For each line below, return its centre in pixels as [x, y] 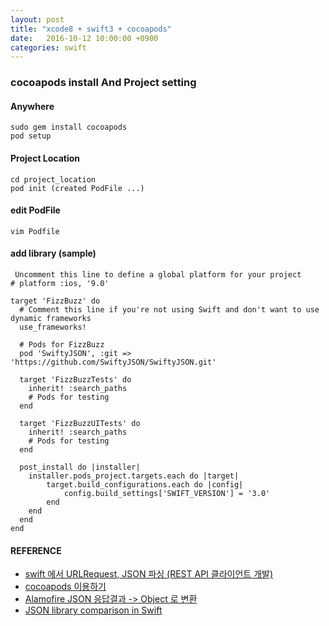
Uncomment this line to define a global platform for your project [158, 274]
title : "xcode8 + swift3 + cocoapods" [91, 29]
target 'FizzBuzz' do [55, 301]
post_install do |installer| [80, 467]
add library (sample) [53, 253]
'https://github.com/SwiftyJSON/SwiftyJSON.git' [113, 362]
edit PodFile [35, 210]
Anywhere [32, 106]
